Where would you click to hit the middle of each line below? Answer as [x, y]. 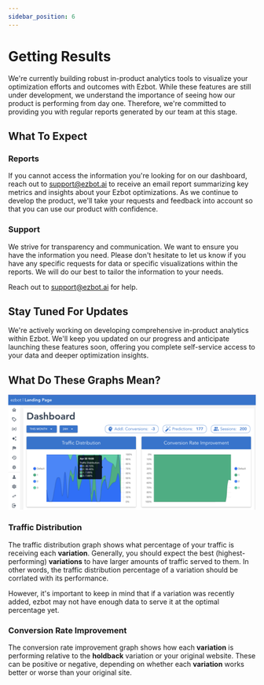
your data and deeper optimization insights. [79, 355]
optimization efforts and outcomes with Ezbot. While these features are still [130, 86]
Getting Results [60, 56]
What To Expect [48, 136]
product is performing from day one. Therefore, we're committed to [117, 103]
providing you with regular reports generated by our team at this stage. [123, 112]
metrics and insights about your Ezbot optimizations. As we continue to [123, 192]
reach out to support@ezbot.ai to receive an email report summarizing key [128, 184]
